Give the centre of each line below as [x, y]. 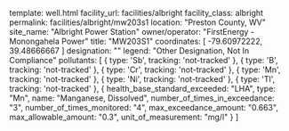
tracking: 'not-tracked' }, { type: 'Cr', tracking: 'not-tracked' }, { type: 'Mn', [145, 70]
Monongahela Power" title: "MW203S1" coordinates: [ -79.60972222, [136, 41]
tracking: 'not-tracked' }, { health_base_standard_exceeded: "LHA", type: [142, 89]
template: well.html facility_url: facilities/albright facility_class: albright [136, 13]
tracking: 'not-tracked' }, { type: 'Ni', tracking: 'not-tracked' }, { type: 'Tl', [142, 79]
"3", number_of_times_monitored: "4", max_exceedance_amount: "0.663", [144, 107]
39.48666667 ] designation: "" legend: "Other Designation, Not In [129, 51]
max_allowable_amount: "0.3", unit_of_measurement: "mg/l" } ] [124, 117]
